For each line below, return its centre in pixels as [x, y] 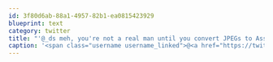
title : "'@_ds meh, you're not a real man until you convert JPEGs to [130, 38]
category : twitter [39, 31]
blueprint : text [36, 23]
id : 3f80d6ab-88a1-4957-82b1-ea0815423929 [81, 16]
